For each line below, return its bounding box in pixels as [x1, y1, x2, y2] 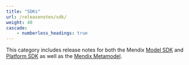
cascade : [6, 25, 28, 31]
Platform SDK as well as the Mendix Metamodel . [6, 53, 122, 60]
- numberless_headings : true [16, 30, 88, 36]
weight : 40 [6, 19, 33, 25]
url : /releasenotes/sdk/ [6, 14, 67, 20]
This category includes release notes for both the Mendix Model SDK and [6, 46, 184, 53]
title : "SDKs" [6, 8, 41, 15]
